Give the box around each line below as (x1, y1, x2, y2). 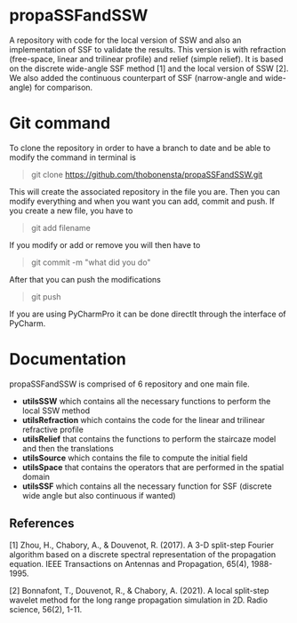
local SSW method (21, 405, 91, 416)
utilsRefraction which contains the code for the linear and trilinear (21, 414, 265, 425)
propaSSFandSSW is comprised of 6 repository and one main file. (9, 379, 251, 389)
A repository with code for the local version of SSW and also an (9, 35, 242, 45)
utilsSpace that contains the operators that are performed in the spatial (21, 461, 285, 472)
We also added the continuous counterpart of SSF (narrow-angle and (9, 72, 263, 83)
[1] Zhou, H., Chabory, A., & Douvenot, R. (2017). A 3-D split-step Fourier (9, 539, 274, 550)
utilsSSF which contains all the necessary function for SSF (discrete (21, 481, 273, 491)
